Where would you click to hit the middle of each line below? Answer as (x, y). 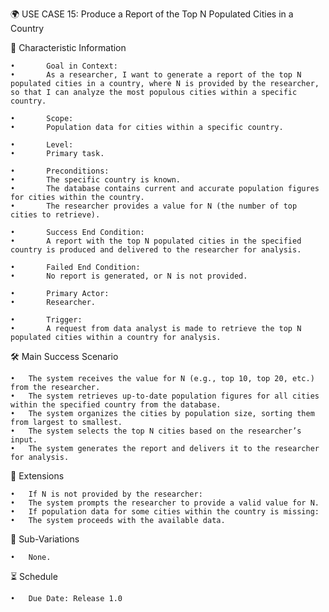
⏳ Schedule (34, 576)
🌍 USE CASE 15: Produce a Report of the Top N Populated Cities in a (152, 14)
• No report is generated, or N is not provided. (129, 276)
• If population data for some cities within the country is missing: (165, 512)
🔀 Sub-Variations (45, 539)
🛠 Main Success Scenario (64, 356)
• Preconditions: (60, 171)
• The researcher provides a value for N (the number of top (154, 206)
